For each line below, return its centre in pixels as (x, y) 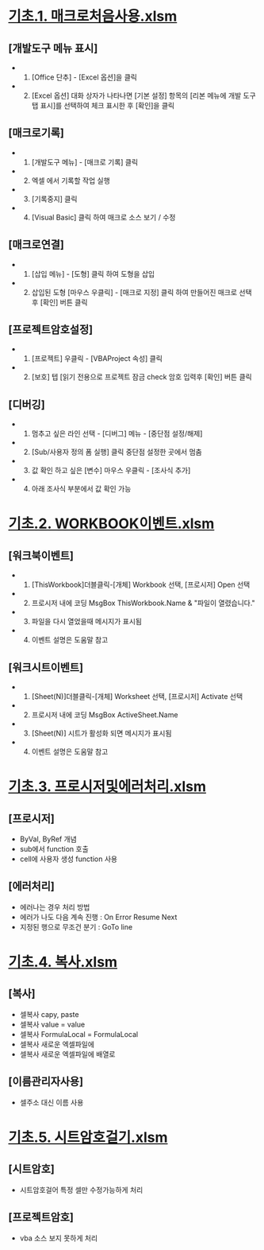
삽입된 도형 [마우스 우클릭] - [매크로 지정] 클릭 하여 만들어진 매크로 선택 (142, 292)
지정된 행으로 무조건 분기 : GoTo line (76, 926)
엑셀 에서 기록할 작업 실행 (71, 181)
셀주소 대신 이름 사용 (52, 1102)
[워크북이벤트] (41, 555)
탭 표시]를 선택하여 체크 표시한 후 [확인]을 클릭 (103, 105)
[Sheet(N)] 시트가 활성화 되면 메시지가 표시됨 (101, 733)
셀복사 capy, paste (49, 1014)
